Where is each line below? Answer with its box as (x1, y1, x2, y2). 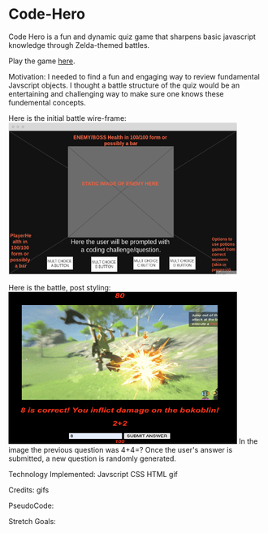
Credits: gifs (8, 484, 50, 495)
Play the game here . (8, 56, 76, 66)
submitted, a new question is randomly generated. (8, 453, 177, 463)
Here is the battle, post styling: (8, 282, 111, 292)
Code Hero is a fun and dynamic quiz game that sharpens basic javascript (8, 32, 256, 41)
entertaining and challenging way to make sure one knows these (8, 88, 224, 98)
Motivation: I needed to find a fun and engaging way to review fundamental (8, 71, 260, 81)
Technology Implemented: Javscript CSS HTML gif (8, 469, 179, 479)
